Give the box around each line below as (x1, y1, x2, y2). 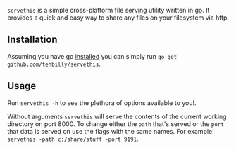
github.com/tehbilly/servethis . (7, 60, 101, 68)
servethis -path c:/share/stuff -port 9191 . (7, 135, 139, 143)
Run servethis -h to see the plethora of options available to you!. (7, 98, 197, 107)
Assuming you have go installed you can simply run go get (7, 52, 178, 60)
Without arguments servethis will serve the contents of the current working (7, 112, 227, 121)
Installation (7, 34, 58, 46)
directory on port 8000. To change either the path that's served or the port (7, 119, 224, 128)
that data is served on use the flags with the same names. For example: (7, 127, 215, 135)
